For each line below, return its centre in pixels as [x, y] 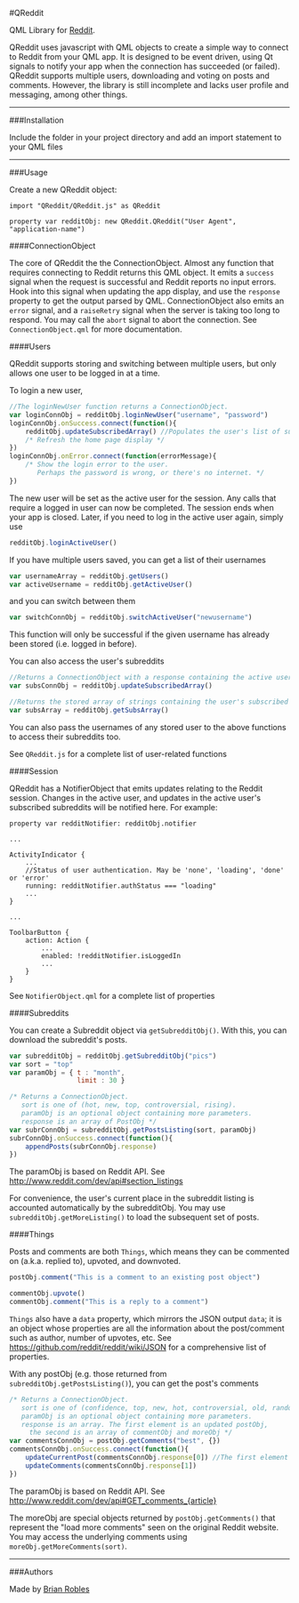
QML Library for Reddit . [53, 30]
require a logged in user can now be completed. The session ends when [141, 507]
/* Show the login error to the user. [97, 465]
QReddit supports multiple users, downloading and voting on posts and [139, 76]
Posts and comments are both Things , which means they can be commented [149, 1252]
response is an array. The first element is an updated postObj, [145, 1424]
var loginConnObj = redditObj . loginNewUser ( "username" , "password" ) [139, 415]
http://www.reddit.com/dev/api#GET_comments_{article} [113, 1500]
